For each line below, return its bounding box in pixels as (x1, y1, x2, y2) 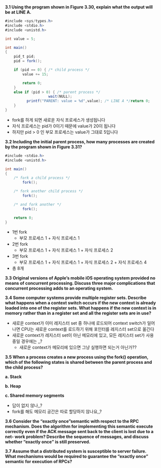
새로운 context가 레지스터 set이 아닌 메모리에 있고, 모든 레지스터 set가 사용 (12, 332, 154, 338)
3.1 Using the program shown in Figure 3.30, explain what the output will (5, 4, 153, 10)
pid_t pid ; (14, 54, 36, 59)
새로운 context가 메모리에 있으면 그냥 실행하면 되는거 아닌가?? (19, 344, 137, 350)
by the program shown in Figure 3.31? (5, 144, 82, 150)
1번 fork (12, 229, 28, 235)
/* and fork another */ (14, 202, 62, 207)
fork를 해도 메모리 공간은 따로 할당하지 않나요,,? (12, 409, 102, 415)
